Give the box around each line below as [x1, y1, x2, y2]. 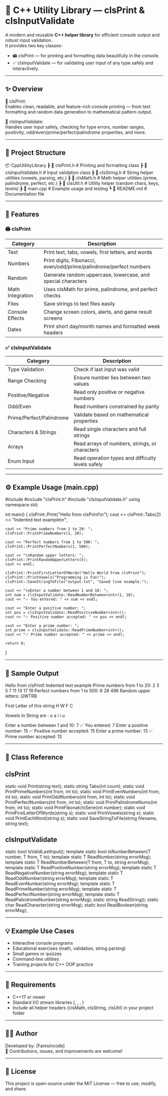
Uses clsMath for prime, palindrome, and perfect [43, 286, 157, 293]
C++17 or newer [12, 994, 46, 1000]
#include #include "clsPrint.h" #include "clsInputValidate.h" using [5, 496, 140, 502]
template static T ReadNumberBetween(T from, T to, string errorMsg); [5, 859, 150, 865]
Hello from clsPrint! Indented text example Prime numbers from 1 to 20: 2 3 [5, 682, 159, 688]
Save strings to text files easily [43, 300, 115, 307]
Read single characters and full [73, 425, 146, 432]
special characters [43, 278, 87, 285]
